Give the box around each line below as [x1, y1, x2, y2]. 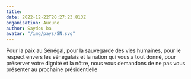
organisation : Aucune [6, 20, 60, 26]
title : [6, 8, 23, 15]
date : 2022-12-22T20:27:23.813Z [6, 14, 86, 20]
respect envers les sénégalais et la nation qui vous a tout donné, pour [6, 53, 176, 61]
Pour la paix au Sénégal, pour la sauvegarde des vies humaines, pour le [6, 47, 181, 54]
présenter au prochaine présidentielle [6, 66, 98, 73]
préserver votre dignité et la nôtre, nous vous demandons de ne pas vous [6, 60, 186, 67]
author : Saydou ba [6, 25, 52, 31]
